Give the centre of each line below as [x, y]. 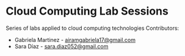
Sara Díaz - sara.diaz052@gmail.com [61, 46]
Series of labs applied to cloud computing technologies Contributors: [92, 28]
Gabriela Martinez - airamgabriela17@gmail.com [75, 40]
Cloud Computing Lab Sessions [87, 11]
